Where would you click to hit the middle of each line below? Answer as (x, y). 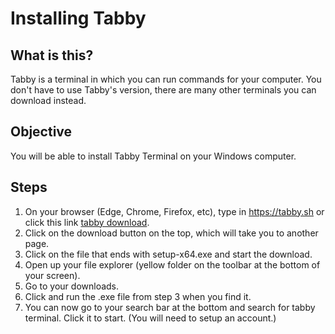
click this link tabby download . (87, 222)
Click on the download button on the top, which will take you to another (171, 233)
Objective (41, 132)
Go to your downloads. (72, 286)
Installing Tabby (78, 18)
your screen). (52, 275)
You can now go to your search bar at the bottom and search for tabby (170, 307)
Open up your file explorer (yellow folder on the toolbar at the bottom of (172, 264)
